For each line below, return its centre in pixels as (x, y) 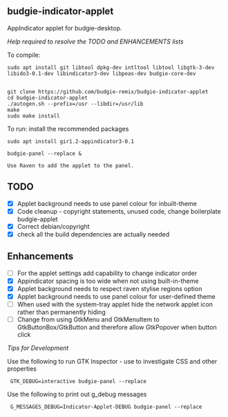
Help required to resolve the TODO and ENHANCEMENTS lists (96, 41)
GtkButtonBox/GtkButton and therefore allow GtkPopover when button (117, 327)
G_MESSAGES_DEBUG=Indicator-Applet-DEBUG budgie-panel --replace (106, 407)
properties (22, 369)
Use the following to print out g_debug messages (77, 394)
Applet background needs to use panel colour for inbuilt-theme (107, 203)
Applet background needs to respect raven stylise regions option (110, 288)
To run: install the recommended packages (68, 129)
